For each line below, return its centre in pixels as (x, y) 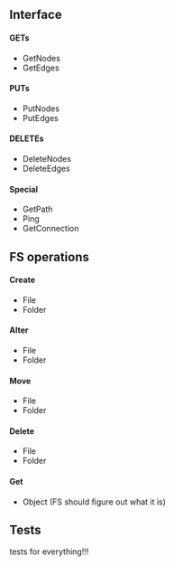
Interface (36, 15)
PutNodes (41, 108)
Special (24, 189)
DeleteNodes (47, 159)
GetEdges (41, 68)
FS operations (50, 257)
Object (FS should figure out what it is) (94, 502)
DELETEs (27, 138)
